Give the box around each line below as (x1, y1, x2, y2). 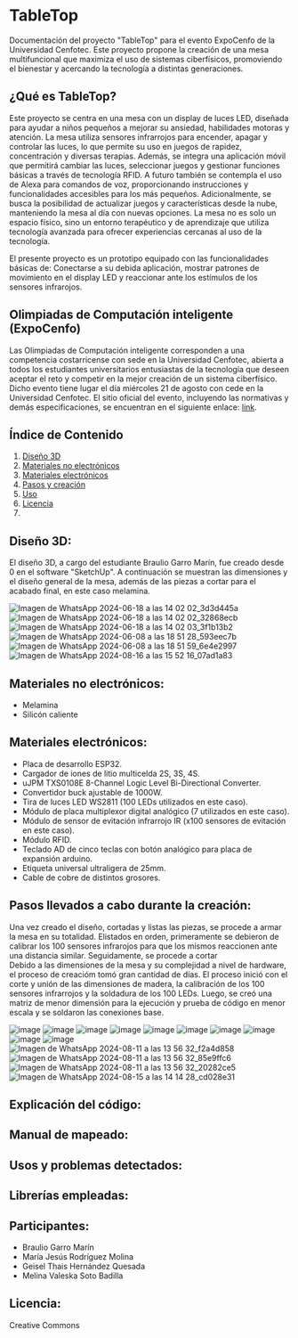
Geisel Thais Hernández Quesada (21, 1261, 146, 1271)
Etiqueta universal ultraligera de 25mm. (21, 862, 166, 873)
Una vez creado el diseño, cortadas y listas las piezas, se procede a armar (9, 921, 282, 932)
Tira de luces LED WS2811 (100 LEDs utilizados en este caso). (21, 796, 249, 807)
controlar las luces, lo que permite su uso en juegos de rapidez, (9, 141, 243, 151)
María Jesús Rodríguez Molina (21, 1252, 134, 1261)
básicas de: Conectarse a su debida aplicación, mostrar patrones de (9, 262, 260, 273)
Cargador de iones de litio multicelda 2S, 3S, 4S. (21, 768, 200, 779)
